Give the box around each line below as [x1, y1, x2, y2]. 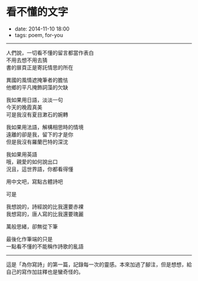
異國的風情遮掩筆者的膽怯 [6, 76, 68, 83]
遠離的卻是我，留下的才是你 [6, 131, 74, 138]
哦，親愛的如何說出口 [6, 158, 58, 165]
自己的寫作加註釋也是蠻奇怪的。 [6, 268, 84, 275]
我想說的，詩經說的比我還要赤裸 [6, 203, 84, 210]
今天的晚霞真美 [6, 104, 42, 111]
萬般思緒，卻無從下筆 [6, 223, 58, 230]
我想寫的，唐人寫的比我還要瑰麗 [6, 210, 84, 217]
